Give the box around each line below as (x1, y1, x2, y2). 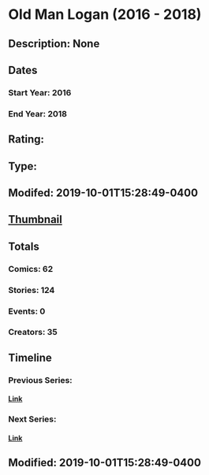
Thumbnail (8, 213, 63, 226)
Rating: (8, 132, 45, 147)
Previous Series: (8, 374, 73, 385)
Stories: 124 (8, 284, 55, 295)
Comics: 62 (8, 263, 54, 274)
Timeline (8, 351, 53, 364)
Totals (8, 239, 39, 253)
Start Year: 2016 (8, 87, 72, 98)
